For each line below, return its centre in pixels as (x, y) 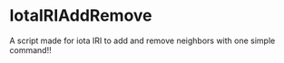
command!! (30, 49)
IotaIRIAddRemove (81, 16)
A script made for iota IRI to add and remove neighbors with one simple (142, 40)
